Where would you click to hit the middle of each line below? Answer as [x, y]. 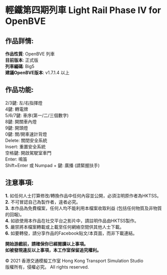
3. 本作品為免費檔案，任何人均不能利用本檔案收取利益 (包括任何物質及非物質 [83, 208]
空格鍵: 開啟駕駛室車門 [28, 152]
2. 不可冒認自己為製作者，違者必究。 [43, 202]
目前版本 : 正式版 [22, 60]
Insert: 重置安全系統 [25, 146]
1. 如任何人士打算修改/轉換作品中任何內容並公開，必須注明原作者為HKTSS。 [83, 195]
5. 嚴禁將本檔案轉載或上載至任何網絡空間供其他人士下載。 [65, 227]
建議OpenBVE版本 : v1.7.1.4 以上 [37, 72]
